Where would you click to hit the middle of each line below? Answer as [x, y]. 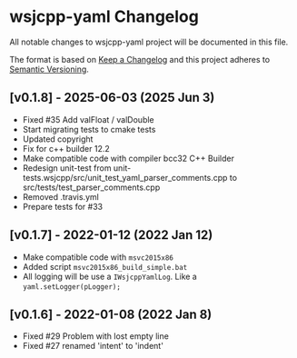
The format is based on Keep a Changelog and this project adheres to [140, 59]
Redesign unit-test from [67, 168]
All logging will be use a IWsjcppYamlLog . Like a [109, 276]
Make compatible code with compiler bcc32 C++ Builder [128, 158]
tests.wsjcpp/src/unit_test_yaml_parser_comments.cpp [125, 177]
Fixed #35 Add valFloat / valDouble [88, 119]
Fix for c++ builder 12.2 [66, 148]
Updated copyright [58, 139]
